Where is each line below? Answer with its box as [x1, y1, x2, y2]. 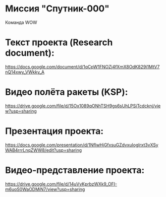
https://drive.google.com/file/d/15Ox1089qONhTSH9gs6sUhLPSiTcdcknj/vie [5, 103, 161, 109]
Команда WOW [5, 19, 37, 25]
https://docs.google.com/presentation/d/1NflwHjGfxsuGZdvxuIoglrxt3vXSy [5, 142, 159, 148]
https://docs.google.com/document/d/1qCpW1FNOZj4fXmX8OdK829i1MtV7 [5, 64, 160, 69]
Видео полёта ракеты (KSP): [5, 86, 128, 98]
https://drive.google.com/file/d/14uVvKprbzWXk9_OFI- [5, 181, 117, 187]
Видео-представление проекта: [5, 164, 145, 176]
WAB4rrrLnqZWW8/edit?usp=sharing [5, 147, 82, 153]
